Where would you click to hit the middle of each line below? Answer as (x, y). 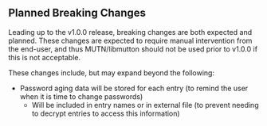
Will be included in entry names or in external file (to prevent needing (145, 105)
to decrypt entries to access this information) (106, 113)
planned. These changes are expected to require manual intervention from (130, 40)
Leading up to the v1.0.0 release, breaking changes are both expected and (130, 32)
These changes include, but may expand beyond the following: (112, 73)
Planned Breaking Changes (77, 13)
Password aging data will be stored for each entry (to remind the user (134, 88)
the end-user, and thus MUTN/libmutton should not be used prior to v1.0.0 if (133, 49)
